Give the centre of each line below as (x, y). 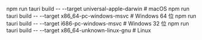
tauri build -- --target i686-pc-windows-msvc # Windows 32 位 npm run (98, 23)
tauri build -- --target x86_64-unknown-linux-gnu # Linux (79, 30)
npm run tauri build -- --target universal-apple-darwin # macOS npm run (98, 9)
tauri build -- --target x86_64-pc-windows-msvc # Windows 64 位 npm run (101, 16)
